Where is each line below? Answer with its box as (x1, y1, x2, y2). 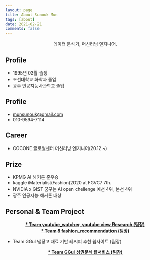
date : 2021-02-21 (5, 21, 42, 27)
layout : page (5, 7, 33, 13)
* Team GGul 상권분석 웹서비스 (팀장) (48, 249, 123, 255)
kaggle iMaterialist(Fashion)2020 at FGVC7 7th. (12, 180, 112, 186)
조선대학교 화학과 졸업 (12, 76, 57, 82)
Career (5, 131, 28, 140)
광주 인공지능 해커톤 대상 (12, 192, 62, 198)
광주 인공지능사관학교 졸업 (12, 82, 65, 89)
